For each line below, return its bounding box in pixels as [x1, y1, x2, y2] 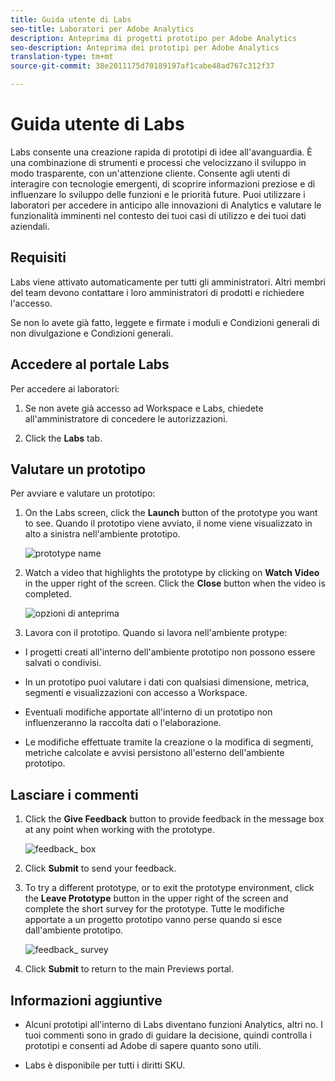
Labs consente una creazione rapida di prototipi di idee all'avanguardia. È [10, 146, 313, 158]
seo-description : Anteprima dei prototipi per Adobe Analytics [10, 42, 280, 53]
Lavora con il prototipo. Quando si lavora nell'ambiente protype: [24, 627, 288, 639]
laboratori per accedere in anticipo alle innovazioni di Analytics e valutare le [10, 199, 322, 211]
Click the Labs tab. [24, 432, 103, 444]
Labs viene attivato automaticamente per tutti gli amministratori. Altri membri [10, 276, 326, 288]
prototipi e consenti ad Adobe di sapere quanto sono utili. [24, 1040, 262, 1051]
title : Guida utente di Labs [10, 14, 132, 25]
